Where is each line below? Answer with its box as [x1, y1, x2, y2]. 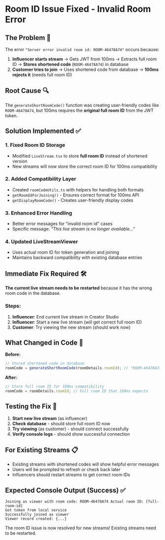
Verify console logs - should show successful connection [12, 431, 130, 437]
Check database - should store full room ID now [12, 420, 110, 426]
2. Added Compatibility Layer [5, 176, 77, 183]
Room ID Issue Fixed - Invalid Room [5, 3, 151, 15]
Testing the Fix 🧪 [5, 402, 57, 411]
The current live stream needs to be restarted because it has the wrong [5, 285, 152, 291]
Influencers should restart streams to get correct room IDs [12, 472, 130, 478]
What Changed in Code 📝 [5, 338, 83, 347]
